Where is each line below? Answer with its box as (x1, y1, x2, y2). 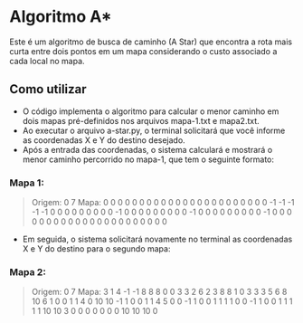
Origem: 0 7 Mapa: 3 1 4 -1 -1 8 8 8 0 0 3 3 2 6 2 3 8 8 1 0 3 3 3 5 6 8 (31, 287, 288, 298)
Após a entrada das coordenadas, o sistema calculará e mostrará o (22, 144, 273, 155)
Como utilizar (9, 81, 88, 97)
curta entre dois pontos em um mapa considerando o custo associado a (9, 45, 278, 56)
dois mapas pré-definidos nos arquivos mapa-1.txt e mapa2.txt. (22, 115, 260, 126)
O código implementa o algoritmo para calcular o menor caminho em (22, 106, 279, 117)
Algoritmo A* (9, 6, 112, 27)
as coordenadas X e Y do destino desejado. (22, 134, 185, 146)
